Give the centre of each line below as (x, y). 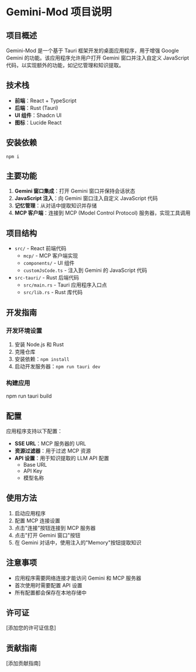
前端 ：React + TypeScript (46, 101)
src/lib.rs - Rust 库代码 (53, 292)
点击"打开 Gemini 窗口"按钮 (47, 535)
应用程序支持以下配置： (34, 431)
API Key (33, 471)
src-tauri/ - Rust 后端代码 (47, 278)
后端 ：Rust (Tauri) (36, 108)
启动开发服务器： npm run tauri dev (57, 366)
